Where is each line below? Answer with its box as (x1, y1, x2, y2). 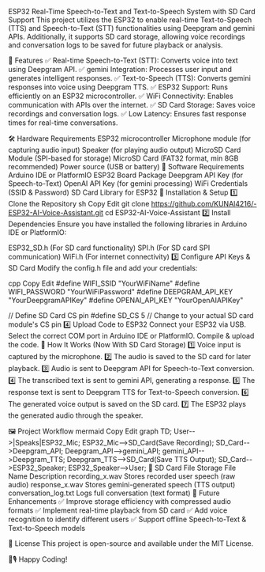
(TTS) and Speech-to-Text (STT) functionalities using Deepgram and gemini (8, 24, 256, 32)
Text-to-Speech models (8, 524, 85, 532)
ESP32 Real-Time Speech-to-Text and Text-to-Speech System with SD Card (8, 7, 256, 16)
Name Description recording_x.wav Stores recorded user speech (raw (8, 472, 236, 481)
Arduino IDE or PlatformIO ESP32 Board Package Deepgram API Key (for (8, 170, 244, 180)
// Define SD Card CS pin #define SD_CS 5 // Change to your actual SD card (8, 311, 254, 320)
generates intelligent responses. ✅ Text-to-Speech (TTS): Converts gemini (8, 74, 251, 82)
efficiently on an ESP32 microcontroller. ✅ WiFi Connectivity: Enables (8, 91, 234, 100)
